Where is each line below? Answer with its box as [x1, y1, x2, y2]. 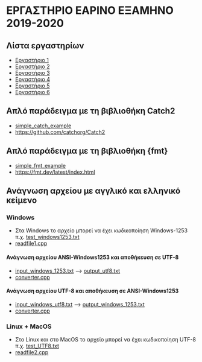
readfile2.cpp [14, 349, 49, 356]
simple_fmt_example [14, 162, 66, 169]
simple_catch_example [14, 122, 72, 129]
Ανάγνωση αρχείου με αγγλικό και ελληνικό [6, 186, 181, 196]
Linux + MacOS [6, 322, 52, 331]
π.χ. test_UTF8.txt [14, 342, 59, 350]
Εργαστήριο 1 [14, 57, 49, 63]
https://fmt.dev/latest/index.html [14, 168, 95, 176]
